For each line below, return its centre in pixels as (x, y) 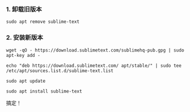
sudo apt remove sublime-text (43, 22)
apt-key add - (23, 55)
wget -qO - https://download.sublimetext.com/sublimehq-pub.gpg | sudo (95, 50)
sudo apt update (26, 81)
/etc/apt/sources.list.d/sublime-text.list (60, 71)
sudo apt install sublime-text (44, 91)
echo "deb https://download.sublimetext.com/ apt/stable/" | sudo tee (94, 66)
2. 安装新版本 (25, 38)
